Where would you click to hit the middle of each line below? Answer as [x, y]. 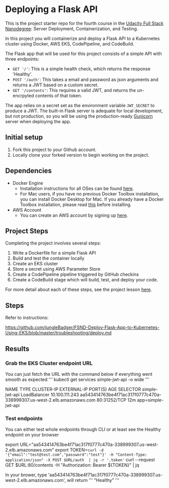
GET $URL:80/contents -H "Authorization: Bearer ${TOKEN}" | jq [72, 465]
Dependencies [28, 171]
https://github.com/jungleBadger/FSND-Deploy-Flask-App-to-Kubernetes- [82, 327]
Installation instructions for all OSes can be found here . [77, 188]
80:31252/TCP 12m [116, 400]
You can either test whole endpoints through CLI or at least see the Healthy [83, 429]
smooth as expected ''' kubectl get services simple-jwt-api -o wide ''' [77, 379]
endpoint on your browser [32, 435]
